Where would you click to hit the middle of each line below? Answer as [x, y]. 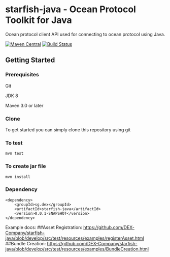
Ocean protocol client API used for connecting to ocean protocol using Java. [85, 34]
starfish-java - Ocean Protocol [71, 9]
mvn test [14, 154]
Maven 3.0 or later [24, 105]
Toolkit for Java [39, 20]
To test [14, 142]
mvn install [18, 177]
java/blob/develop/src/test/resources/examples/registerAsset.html [75, 238]
